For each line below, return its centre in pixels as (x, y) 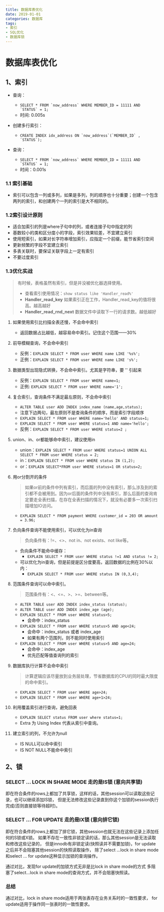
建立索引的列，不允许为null (40, 733)
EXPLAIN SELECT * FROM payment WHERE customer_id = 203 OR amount (89, 516)
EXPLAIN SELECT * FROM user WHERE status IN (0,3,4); (83, 574)
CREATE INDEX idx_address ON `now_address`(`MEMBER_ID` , (80, 135)
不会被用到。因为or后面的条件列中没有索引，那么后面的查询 (93, 493)
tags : (11, 23)
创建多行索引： (28, 125)
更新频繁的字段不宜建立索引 (41, 245)
